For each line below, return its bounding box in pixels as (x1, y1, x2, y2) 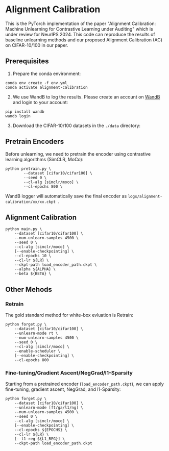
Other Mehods (5, 285, 53, 294)
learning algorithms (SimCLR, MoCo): (5, 156, 84, 162)
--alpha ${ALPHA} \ (14, 267, 56, 272)
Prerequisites (5, 57, 49, 66)
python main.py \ (5, 227, 42, 232)
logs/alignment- (128, 194, 162, 199)
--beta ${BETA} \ (14, 271, 52, 277)
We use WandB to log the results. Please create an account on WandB (12, 93, 160, 100)
